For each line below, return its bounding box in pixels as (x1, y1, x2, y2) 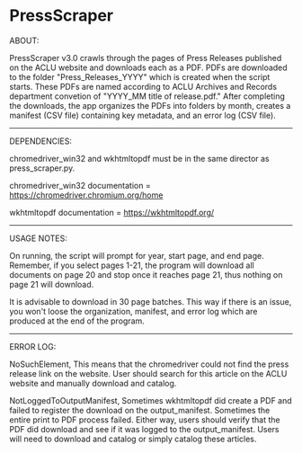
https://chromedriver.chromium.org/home (9, 190, 164, 200)
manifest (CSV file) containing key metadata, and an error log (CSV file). (9, 110, 276, 120)
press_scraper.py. (9, 163, 75, 173)
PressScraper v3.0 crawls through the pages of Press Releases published (9, 52, 282, 63)
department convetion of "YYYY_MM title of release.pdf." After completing (9, 91, 286, 102)
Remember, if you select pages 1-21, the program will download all (9, 260, 254, 271)
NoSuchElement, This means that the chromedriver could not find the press (9, 359, 289, 369)
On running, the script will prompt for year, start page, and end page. (9, 250, 265, 261)
